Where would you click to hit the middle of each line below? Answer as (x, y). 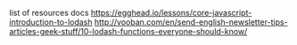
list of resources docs (49, 13)
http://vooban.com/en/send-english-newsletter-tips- (191, 22)
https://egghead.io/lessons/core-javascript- (171, 13)
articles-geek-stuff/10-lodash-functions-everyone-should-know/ (128, 31)
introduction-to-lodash (51, 22)
